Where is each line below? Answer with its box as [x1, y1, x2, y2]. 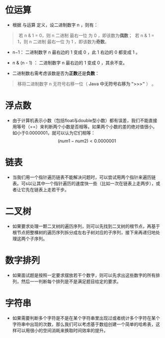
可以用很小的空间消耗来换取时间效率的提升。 [16, 327, 108, 333]
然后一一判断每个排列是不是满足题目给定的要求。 [21, 278, 121, 284]
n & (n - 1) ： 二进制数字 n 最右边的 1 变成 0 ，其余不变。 [12, 60, 127, 66]
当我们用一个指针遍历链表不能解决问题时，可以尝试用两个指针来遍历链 [12, 174, 156, 180]
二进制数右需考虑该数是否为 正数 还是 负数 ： [12, 70, 100, 76]
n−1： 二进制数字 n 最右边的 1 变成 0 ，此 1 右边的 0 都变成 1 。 [12, 49, 140, 55]
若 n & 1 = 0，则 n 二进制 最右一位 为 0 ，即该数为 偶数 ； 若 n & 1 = [18, 32, 155, 38]
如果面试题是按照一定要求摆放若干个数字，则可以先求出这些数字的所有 [12, 272, 156, 278]
